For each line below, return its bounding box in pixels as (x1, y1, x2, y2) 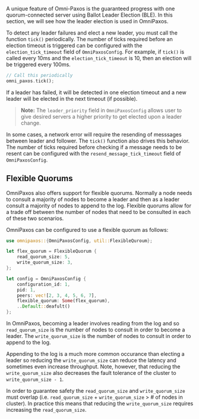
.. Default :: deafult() (17, 303, 70, 309)
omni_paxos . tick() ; (6, 77, 55, 84)
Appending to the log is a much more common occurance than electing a (6, 350, 185, 358)
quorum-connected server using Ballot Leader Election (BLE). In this (6, 11, 173, 18)
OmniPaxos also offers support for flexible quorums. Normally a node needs (6, 189, 192, 196)
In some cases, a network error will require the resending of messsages (6, 131, 182, 138)
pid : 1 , (17, 287, 36, 293)
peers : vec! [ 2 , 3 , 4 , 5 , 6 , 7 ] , (17, 292, 97, 299)
